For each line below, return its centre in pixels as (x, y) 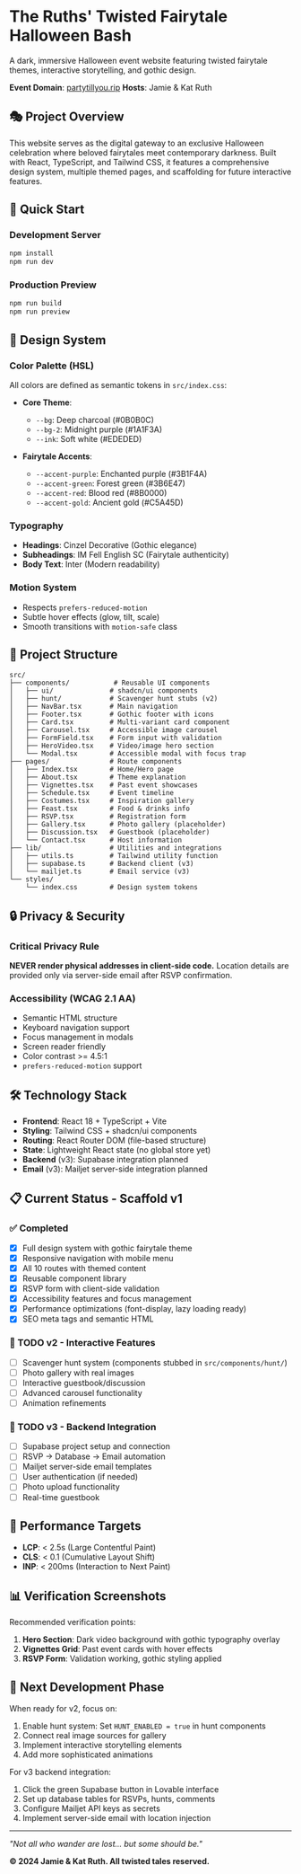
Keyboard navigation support (76, 1028)
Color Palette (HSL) (52, 366)
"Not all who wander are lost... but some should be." (106, 1844)
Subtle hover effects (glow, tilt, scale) (91, 616)
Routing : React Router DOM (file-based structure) (114, 1140)
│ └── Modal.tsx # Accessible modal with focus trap (128, 754)
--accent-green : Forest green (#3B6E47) (111, 483)
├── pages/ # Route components (95, 762)
